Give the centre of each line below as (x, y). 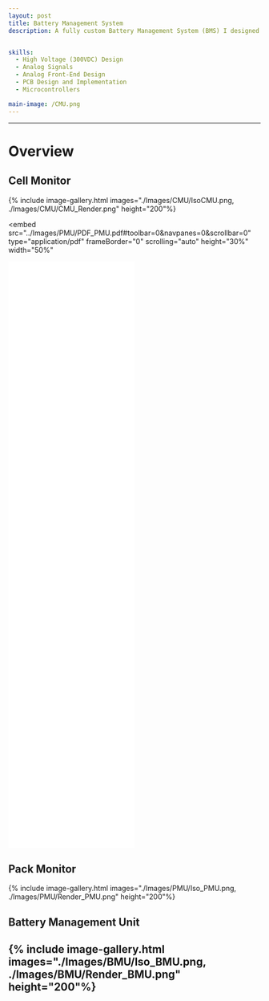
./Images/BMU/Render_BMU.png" (95, 975)
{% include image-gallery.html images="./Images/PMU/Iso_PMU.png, (122, 889)
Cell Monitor (40, 181)
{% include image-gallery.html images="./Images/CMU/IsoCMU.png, (121, 200)
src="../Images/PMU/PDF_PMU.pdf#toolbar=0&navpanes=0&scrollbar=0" (130, 233)
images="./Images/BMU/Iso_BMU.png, (107, 962)
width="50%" (31, 250)
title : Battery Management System (66, 23)
